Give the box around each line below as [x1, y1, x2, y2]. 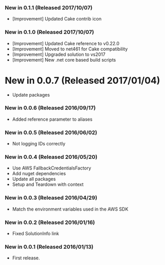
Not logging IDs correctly [12, 141, 66, 147]
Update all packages [12, 176, 56, 182]
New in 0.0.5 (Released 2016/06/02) [5, 129, 98, 136]
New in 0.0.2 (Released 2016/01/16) [5, 219, 95, 226]
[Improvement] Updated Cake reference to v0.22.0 [12, 40, 120, 46]
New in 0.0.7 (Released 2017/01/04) [5, 74, 160, 86]
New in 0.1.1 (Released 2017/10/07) [5, 4, 93, 11]
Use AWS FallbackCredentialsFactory [12, 165, 92, 171]
